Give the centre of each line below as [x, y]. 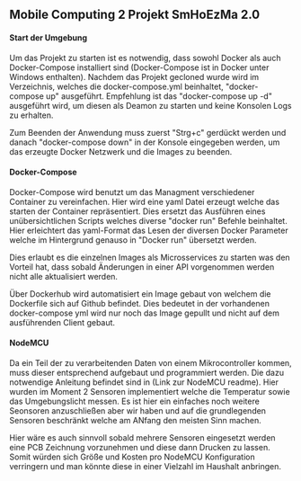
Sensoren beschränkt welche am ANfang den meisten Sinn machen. [136, 420]
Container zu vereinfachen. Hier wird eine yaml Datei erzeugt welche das [145, 201]
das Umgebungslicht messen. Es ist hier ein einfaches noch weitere [135, 401]
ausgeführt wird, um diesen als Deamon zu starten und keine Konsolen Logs [150, 105]
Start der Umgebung [49, 37]
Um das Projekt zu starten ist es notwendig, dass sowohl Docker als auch [145, 58]
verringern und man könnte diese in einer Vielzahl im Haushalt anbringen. [145, 466]
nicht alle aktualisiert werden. [64, 276]
